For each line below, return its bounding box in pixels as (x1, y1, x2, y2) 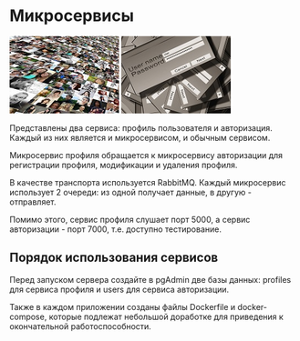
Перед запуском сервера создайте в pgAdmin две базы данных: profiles (9, 274, 292, 285)
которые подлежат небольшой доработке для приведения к (48, 311, 284, 322)
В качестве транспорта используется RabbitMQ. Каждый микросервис (9, 176, 286, 187)
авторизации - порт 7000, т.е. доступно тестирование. (9, 224, 222, 235)
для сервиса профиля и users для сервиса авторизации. (9, 284, 230, 295)
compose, (9, 311, 47, 322)
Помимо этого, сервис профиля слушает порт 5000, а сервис (9, 214, 251, 225)
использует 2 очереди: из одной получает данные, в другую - (9, 186, 253, 197)
